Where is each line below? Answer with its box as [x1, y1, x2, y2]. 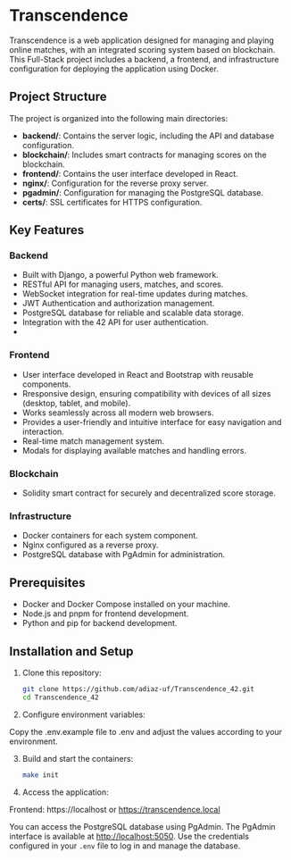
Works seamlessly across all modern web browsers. [21, 407, 214, 418]
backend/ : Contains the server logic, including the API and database [21, 130, 275, 141]
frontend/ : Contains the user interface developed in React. [21, 168, 238, 179]
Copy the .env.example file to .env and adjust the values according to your [9, 726, 283, 737]
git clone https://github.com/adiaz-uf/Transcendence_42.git [21, 684, 255, 693]
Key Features [9, 222, 85, 238]
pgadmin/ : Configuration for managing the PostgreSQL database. [21, 187, 264, 197]
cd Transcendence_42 [21, 693, 99, 702]
